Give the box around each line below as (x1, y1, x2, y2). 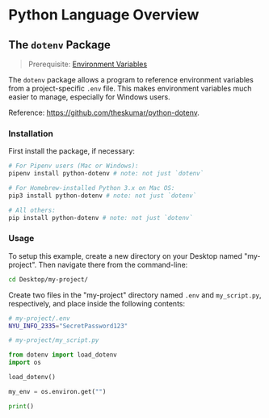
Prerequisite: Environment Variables (27, 59, 148, 69)
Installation (8, 128, 54, 139)
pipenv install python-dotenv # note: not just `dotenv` (8, 170, 204, 178)
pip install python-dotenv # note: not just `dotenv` (8, 213, 194, 222)
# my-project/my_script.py (8, 336, 99, 344)
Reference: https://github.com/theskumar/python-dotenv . (8, 108, 200, 117)
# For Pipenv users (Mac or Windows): (8, 162, 139, 171)
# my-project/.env (8, 314, 70, 323)
